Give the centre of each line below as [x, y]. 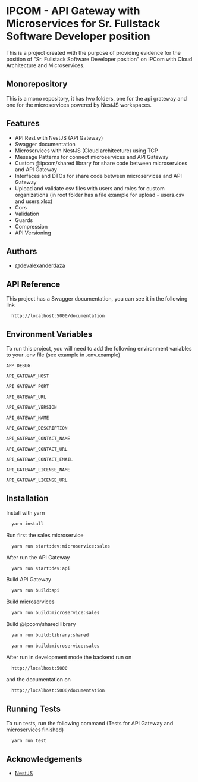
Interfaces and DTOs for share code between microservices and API [98, 176]
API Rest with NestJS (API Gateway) [59, 137]
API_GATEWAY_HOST [28, 376]
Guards [24, 220]
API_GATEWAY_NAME [28, 418]
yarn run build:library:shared [50, 635]
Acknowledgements [44, 759]
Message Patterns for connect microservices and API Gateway [92, 157]
